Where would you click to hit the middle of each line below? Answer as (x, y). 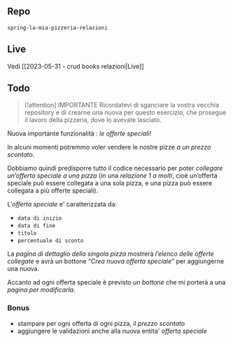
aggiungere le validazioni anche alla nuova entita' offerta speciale (112, 331)
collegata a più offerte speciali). (53, 191)
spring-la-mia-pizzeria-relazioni (58, 27)
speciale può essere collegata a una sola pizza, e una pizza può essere (110, 183)
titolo (27, 234)
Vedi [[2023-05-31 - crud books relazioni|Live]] (76, 66)
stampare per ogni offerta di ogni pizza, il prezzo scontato (101, 323)
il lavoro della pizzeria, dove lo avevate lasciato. (93, 120)
